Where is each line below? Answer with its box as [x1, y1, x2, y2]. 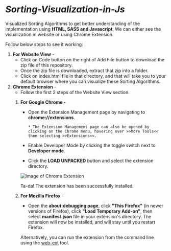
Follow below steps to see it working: [5, 41, 83, 47]
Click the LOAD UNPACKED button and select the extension [28, 157, 154, 164]
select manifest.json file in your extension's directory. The [28, 213, 152, 219]
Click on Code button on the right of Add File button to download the [20, 56, 165, 62]
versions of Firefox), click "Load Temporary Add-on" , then [28, 208, 153, 214]
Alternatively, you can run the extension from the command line [20, 234, 154, 240]
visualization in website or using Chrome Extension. [5, 31, 114, 37]
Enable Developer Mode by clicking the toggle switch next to [28, 142, 156, 148]
